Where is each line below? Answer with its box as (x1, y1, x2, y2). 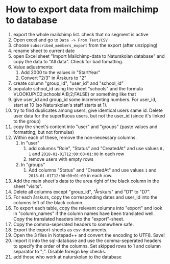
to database (6, 14, 58, 26)
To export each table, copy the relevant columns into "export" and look (13, 205, 163, 211)
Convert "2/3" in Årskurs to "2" (20, 75, 87, 81)
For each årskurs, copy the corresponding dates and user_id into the (13, 194, 158, 200)
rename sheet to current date (13, 47, 75, 54)
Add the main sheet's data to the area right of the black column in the (13, 178, 160, 184)
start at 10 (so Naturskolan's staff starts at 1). (13, 102, 108, 108)
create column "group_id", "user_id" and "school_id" (13, 80, 124, 86)
